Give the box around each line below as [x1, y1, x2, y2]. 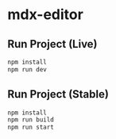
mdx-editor [7, 6, 84, 24]
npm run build [7, 116, 55, 124]
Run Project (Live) [7, 37, 98, 51]
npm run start [7, 123, 55, 132]
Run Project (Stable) [7, 87, 109, 101]
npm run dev [7, 65, 47, 73]
